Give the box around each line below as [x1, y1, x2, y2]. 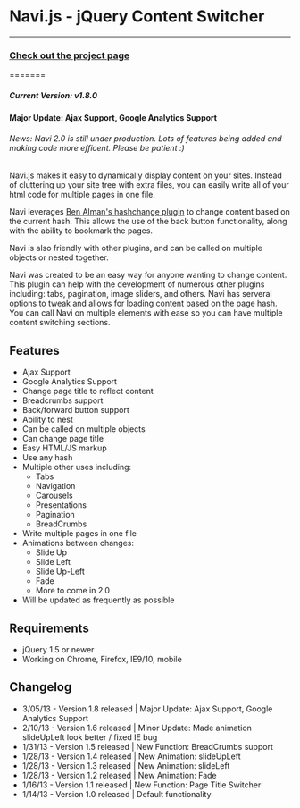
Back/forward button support [21, 405, 129, 416]
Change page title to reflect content [21, 386, 154, 397]
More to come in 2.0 [35, 585, 110, 596]
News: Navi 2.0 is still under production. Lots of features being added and [9, 132, 283, 144]
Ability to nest [21, 414, 74, 425]
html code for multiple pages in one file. [9, 189, 156, 200]
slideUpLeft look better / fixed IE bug [21, 731, 158, 743]
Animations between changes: [21, 538, 135, 549]
